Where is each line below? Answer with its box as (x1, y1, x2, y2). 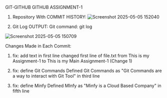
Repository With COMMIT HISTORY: (12, 14, 86, 19)
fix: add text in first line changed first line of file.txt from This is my (12, 52, 149, 58)
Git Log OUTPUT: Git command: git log (12, 23, 92, 29)
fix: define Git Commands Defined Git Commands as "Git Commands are (12, 67, 162, 73)
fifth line (12, 88, 30, 94)
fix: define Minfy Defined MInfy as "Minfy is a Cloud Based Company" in (12, 82, 161, 88)
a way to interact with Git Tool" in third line (12, 73, 100, 79)
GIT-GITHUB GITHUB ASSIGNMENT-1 (5, 4, 83, 10)
